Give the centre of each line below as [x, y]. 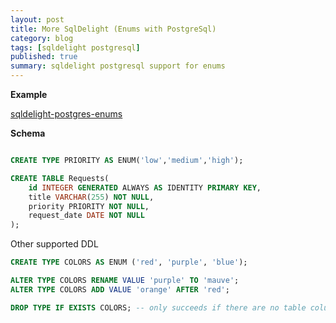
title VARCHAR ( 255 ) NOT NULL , [91, 197]
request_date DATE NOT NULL [86, 216]
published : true [44, 57]
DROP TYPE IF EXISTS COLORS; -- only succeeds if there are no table [158, 307]
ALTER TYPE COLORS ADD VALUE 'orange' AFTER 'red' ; [120, 289]
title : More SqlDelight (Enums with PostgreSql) [113, 29]
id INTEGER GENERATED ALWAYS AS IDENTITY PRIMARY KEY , [145, 187]
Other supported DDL [54, 244]
